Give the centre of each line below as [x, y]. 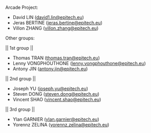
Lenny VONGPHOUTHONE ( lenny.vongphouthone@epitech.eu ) [79, 63]
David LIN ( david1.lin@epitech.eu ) [48, 17]
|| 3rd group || [20, 109]
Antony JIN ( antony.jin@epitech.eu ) [50, 69]
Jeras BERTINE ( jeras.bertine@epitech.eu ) [58, 23]
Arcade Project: [22, 7]
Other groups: [20, 38]
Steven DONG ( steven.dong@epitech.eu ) [56, 94]
